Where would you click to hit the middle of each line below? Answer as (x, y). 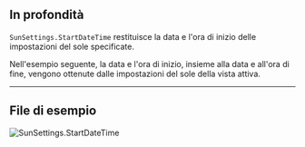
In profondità (47, 15)
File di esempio (53, 111)
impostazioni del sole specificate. (72, 46)
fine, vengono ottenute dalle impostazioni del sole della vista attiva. (135, 73)
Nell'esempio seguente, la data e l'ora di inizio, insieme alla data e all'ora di (150, 64)
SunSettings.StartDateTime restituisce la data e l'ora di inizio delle (133, 36)
